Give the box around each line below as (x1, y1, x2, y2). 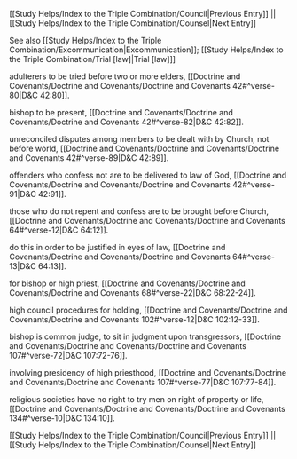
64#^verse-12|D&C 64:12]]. (9, 225, 109, 235)
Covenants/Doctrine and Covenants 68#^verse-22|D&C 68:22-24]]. (9, 288, 256, 297)
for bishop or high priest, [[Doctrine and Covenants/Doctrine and (9, 278, 246, 289)
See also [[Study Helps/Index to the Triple (9, 36, 162, 45)
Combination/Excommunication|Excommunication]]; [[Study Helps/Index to (9, 44, 284, 55)
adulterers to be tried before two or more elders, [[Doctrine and (9, 71, 241, 82)
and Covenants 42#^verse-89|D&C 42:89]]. (9, 153, 169, 163)
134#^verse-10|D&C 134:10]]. (9, 413, 115, 423)
